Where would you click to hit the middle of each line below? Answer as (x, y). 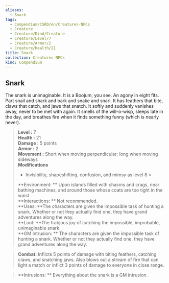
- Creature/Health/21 (33, 48)
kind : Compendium (24, 62)
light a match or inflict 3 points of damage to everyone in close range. (91, 265)
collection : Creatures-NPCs (35, 57)
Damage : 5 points (37, 143)
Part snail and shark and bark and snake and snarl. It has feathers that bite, (84, 101)
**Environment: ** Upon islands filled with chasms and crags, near (89, 185)
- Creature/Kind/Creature (38, 34)
